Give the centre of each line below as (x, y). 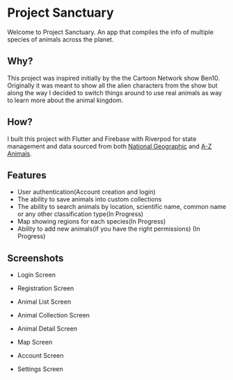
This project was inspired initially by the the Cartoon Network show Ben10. (114, 78)
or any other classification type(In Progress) (80, 214)
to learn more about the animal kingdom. (65, 100)
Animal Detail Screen (47, 329)
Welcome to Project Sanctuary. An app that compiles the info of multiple (111, 32)
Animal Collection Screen (54, 315)
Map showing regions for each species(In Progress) (91, 222)
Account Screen (40, 356)
